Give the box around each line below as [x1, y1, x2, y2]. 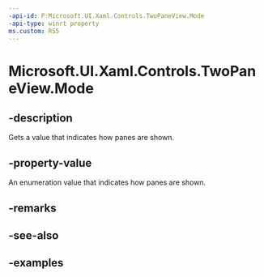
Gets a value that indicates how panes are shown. [8, 133, 175, 143]
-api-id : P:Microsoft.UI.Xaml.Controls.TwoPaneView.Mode [8, 11, 205, 20]
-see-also [8, 228, 59, 242]
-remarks [8, 201, 57, 215]
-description [8, 111, 73, 125]
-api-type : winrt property [8, 19, 100, 28]
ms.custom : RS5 [8, 27, 60, 35]
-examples [8, 256, 64, 270]
